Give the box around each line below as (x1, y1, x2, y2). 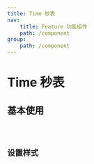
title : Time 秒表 (7, 10, 56, 17)
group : (7, 36, 26, 43)
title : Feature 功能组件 (19, 23, 88, 30)
